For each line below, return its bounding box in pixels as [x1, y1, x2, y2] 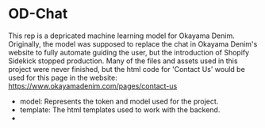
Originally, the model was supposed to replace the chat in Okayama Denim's [8, 39, 258, 48]
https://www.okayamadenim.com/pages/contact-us [8, 81, 178, 91]
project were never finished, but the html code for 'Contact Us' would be [8, 64, 246, 73]
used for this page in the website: [8, 73, 117, 82]
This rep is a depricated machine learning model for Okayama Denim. [8, 31, 236, 40]
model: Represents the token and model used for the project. [19, 96, 219, 106]
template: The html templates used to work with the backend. [19, 104, 221, 115]
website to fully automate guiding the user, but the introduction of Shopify [8, 47, 250, 57]
